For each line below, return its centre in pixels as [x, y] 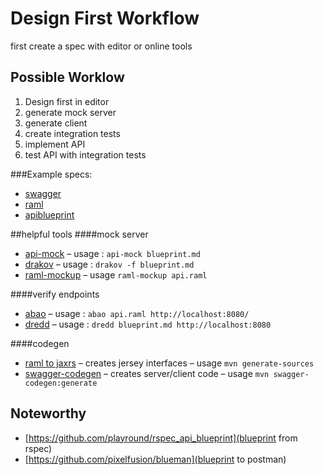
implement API [55, 144]
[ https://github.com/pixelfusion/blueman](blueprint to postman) [155, 459]
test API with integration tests [85, 154]
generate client [56, 123]
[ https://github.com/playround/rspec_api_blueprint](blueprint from [161, 438]
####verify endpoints [55, 294]
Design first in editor [67, 101]
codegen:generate [61, 383]
